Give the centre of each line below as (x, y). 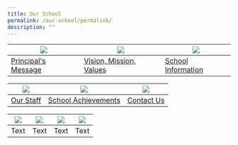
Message (26, 70)
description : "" (31, 27)
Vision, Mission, (110, 61)
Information (184, 70)
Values (95, 70)
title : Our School (34, 14)
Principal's (28, 61)
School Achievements (84, 100)
